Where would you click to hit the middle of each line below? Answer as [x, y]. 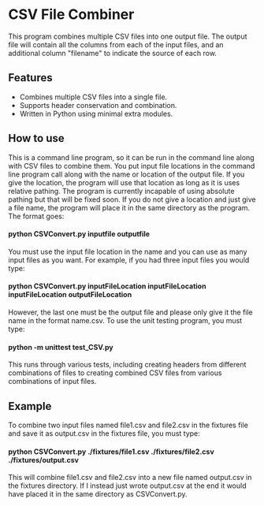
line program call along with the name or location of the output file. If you [126, 174]
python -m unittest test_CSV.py [61, 347]
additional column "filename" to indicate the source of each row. [112, 53]
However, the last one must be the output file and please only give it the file [131, 312]
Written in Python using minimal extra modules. [96, 113]
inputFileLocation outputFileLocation [70, 295]
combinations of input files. [52, 381]
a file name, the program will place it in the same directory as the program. [129, 207]
